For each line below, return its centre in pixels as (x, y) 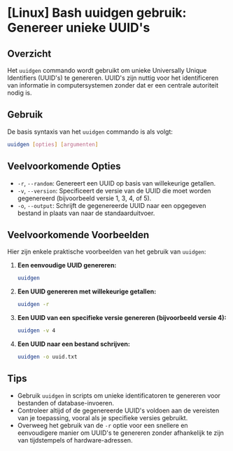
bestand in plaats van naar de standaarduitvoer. (86, 213)
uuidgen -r (33, 305)
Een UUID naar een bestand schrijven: (74, 344)
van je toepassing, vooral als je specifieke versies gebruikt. (103, 417)
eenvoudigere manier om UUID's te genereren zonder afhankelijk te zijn (120, 433)
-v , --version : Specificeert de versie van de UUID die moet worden (114, 190)
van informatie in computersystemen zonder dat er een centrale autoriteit (113, 85)
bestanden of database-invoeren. (65, 403)
